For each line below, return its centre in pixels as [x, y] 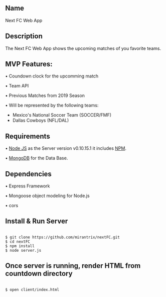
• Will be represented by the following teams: [52, 106]
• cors [12, 206]
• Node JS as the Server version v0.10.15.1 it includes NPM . [66, 148]
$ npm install [20, 246]
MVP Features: [29, 64]
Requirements [28, 136]
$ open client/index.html [32, 289]
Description [24, 36]
